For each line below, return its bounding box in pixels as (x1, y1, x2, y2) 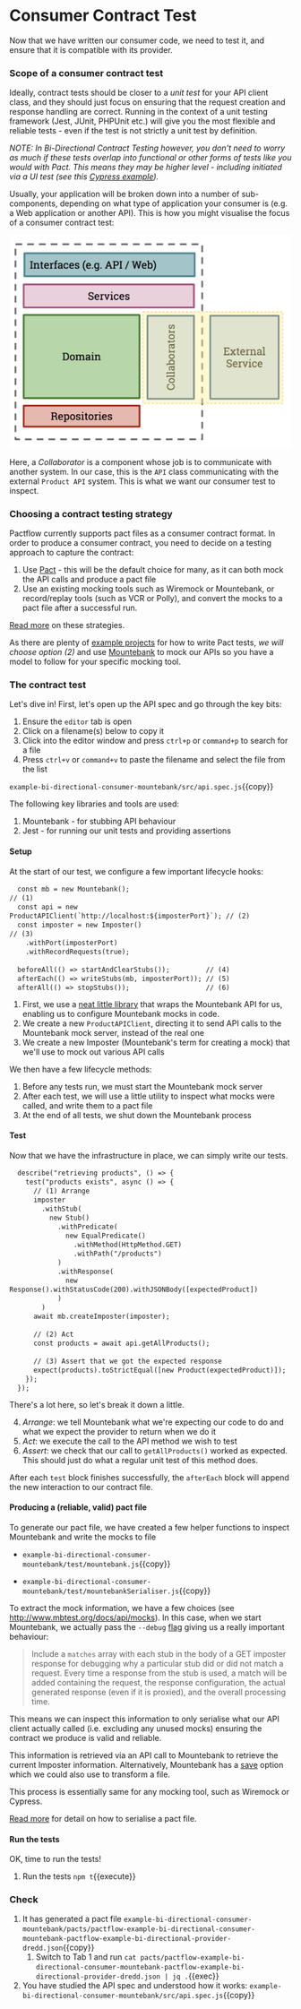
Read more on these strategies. (9, 620, 125, 630)
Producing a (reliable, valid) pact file (9, 1502, 148, 1513)
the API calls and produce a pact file (21, 574, 157, 584)
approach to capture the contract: (9, 548, 134, 557)
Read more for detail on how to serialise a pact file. (9, 1813, 197, 1824)
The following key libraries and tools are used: (9, 798, 180, 809)
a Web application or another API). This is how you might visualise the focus (9, 208, 290, 219)
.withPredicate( (56, 1222, 118, 1231)
